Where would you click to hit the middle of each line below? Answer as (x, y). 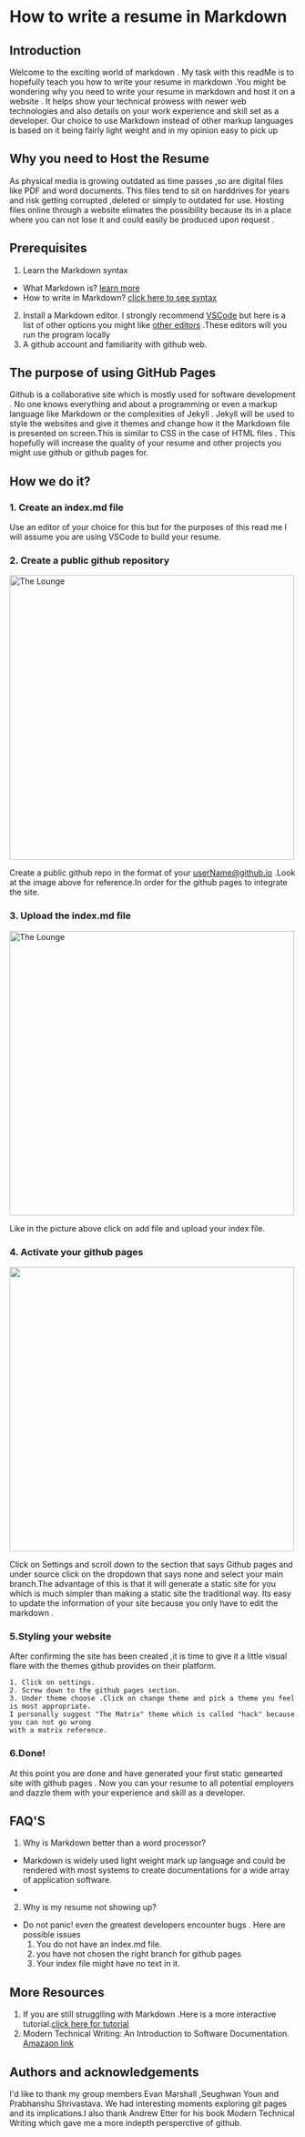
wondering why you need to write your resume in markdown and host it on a (152, 92)
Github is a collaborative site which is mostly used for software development (152, 394)
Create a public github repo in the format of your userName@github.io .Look (152, 873)
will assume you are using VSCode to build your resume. (115, 537)
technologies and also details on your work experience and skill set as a (144, 111)
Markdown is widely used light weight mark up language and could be (154, 1861)
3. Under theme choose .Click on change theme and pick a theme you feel (152, 1699)
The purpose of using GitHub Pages (113, 373)
